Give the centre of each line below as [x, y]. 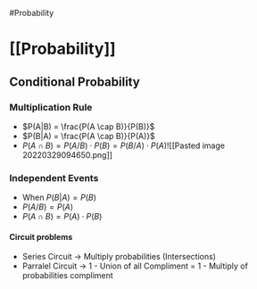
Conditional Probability [75, 82]
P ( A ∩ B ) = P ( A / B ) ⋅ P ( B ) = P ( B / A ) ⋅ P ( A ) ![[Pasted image [124, 145]
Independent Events [54, 178]
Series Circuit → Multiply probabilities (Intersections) [119, 257]
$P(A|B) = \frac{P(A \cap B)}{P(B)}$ [88, 126]
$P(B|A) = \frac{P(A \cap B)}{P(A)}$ [89, 136]
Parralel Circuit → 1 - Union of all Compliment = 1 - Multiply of [135, 266]
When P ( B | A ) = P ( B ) [59, 198]
